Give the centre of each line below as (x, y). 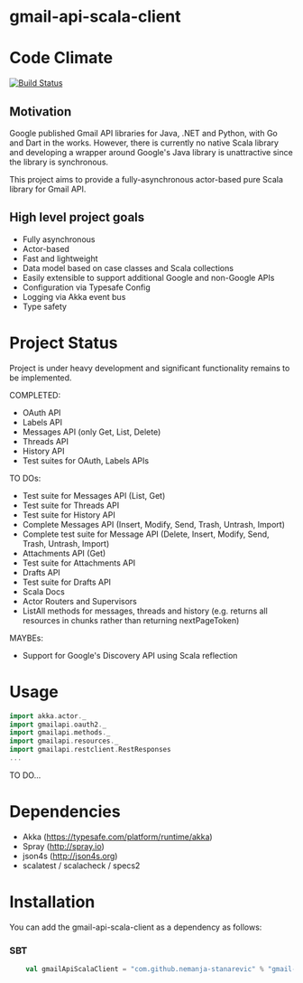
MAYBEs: (26, 638)
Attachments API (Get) (64, 553)
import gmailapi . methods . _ (60, 733)
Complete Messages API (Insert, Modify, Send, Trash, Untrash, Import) (154, 524)
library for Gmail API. (48, 189)
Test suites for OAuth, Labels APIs (86, 460)
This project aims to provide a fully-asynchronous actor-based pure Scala (147, 179)
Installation (52, 902)
